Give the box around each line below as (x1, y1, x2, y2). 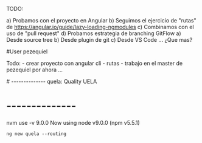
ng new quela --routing (6, 130, 67, 137)
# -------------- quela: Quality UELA (6, 78, 97, 85)
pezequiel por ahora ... (6, 66, 63, 73)
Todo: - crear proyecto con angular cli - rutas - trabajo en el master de (6, 60, 183, 67)
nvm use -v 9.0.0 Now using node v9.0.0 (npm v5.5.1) (6, 119, 140, 126)
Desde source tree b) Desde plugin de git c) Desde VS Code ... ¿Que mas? (6, 36, 193, 43)
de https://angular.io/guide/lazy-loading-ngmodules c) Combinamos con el (6, 24, 194, 30)
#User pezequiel (6, 48, 48, 55)
